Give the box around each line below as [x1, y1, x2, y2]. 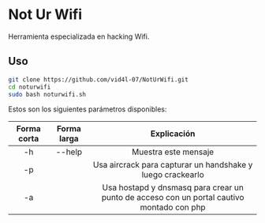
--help [55, 146, 83, 157]
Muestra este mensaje [131, 146, 215, 157]
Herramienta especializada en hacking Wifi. [8, 32, 150, 41]
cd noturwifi [8, 83, 51, 91]
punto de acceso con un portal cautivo [101, 192, 244, 203]
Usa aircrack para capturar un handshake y [92, 160, 253, 171]
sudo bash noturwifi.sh [8, 90, 87, 98]
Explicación [150, 128, 196, 139]
